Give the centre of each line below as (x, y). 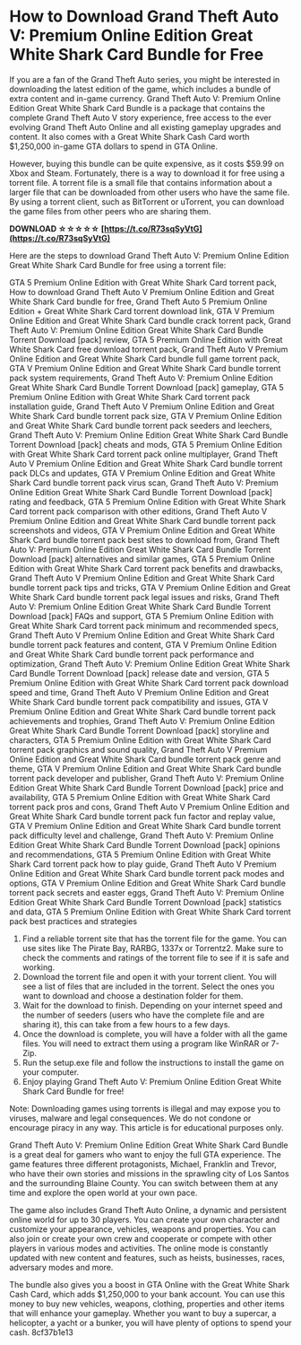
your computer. (50, 1072)
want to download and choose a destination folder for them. (133, 996)
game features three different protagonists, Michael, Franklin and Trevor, (143, 1164)
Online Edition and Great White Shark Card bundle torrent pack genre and (145, 759)
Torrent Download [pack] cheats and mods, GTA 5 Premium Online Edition (146, 444)
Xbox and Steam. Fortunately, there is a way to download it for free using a (147, 173)
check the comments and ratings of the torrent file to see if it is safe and (155, 957)
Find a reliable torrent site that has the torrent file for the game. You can (155, 939)
